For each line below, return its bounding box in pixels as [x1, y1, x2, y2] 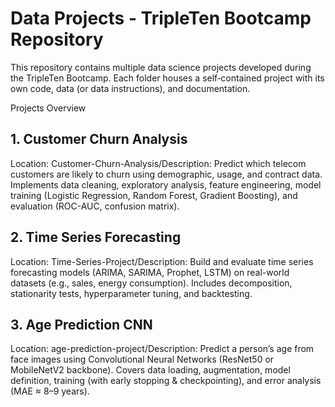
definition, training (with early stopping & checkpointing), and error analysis [10, 375, 322, 387]
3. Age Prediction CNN [10, 316, 153, 333]
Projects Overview [10, 102, 87, 114]
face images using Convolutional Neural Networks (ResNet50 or [10, 353, 275, 366]
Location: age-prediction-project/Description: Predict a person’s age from [10, 343, 315, 355]
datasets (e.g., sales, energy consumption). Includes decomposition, [10, 277, 293, 289]
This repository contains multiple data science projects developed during [10, 61, 312, 73]
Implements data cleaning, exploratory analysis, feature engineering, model [10, 178, 322, 191]
